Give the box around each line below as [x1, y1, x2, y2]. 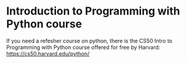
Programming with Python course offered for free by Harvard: [6, 44, 161, 51]
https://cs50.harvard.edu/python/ [6, 50, 90, 57]
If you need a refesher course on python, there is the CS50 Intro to [6, 37, 173, 44]
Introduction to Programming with [6, 4, 181, 18]
